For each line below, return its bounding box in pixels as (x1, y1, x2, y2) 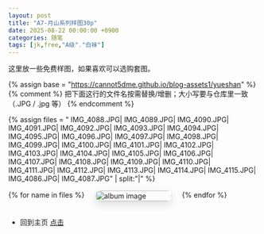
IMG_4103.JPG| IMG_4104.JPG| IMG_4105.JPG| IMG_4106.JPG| (8, 148, 214, 159)
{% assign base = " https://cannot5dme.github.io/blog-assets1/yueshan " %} (8, 80, 257, 90)
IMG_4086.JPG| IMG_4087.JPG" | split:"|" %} (8, 174, 156, 183)
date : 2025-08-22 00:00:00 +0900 (8, 26, 119, 34)
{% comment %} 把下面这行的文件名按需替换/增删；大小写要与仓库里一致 (8, 89, 249, 99)
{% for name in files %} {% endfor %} (8, 190, 228, 200)
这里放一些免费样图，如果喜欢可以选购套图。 (8, 64, 155, 74)
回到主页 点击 (19, 217, 64, 227)
